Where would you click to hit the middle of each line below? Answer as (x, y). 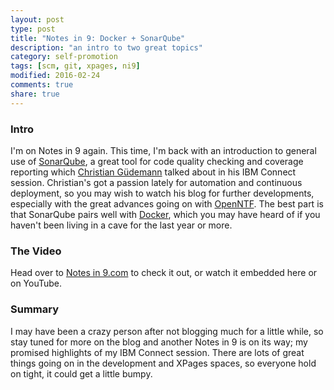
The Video (36, 251)
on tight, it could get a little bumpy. (81, 373)
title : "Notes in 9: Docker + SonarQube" (98, 38)
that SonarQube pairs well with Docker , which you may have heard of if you (165, 214)
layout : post (37, 19)
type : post (33, 29)
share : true (35, 94)
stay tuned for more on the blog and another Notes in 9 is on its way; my (159, 342)
